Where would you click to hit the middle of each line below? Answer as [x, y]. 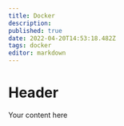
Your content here [38, 115]
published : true [35, 30]
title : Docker [32, 16]
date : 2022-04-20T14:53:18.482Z [62, 38]
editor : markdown [37, 53]
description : [30, 23]
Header [33, 93]
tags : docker [30, 46]
